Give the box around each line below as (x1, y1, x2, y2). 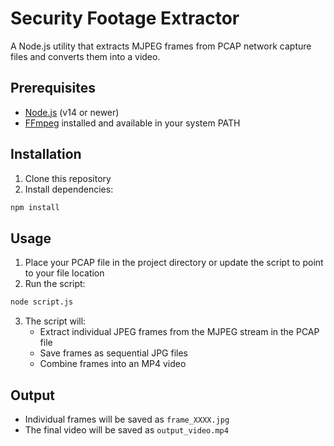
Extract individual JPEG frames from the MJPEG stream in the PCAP (39, 326, 320, 338)
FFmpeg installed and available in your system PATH (24, 117, 241, 129)
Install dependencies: (24, 183, 114, 195)
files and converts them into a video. (10, 50, 161, 62)
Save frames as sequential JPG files (39, 347, 189, 359)
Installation (10, 146, 82, 163)
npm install (10, 202, 60, 212)
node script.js (10, 297, 74, 307)
